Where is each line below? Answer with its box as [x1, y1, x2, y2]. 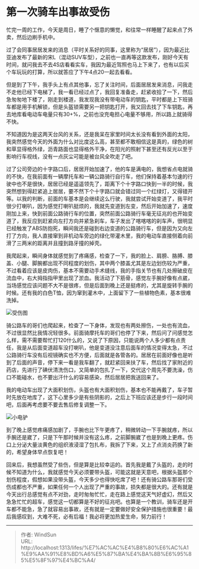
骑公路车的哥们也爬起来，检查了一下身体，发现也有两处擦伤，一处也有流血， [6, 321, 193, 329]
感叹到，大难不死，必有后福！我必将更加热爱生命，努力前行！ [16, 513, 167, 520]
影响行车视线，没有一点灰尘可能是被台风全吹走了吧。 [6, 152, 136, 160]
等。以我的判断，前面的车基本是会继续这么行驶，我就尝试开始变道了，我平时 [6, 195, 193, 202]
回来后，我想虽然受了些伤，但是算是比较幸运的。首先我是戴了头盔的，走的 [6, 461, 188, 468]
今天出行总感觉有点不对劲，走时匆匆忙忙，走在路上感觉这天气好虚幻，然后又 [6, 490, 193, 498]
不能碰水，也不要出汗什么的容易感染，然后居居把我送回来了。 [11, 373, 162, 381]
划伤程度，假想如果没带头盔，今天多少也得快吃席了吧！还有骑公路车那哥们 [6, 475, 188, 483]
